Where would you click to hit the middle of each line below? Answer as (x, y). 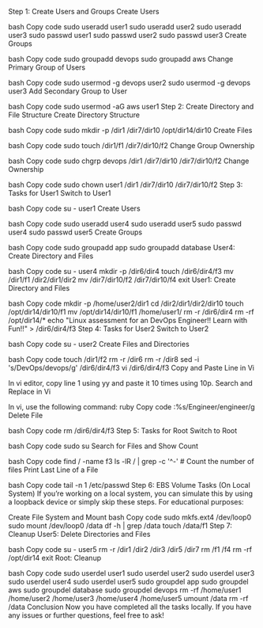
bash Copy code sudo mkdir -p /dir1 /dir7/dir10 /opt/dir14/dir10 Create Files (130, 130)
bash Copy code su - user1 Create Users (74, 208)
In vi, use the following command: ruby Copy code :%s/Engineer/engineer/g (131, 407)
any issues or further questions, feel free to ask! (86, 615)
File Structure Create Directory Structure (74, 115)
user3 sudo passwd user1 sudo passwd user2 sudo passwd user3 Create (128, 35)
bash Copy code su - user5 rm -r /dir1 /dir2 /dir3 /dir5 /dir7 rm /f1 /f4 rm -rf (130, 549)
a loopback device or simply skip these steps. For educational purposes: (126, 502)
